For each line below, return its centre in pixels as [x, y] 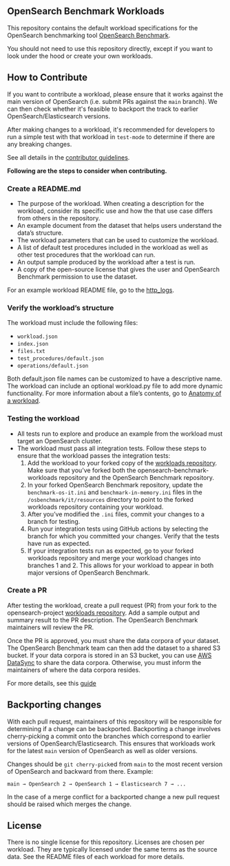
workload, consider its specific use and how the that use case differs [115, 211]
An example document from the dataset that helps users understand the [119, 225]
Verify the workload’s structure [61, 308]
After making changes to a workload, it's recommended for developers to [111, 129]
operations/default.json [53, 366]
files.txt [31, 351]
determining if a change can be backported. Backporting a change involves [114, 728]
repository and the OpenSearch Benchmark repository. [137, 477]
